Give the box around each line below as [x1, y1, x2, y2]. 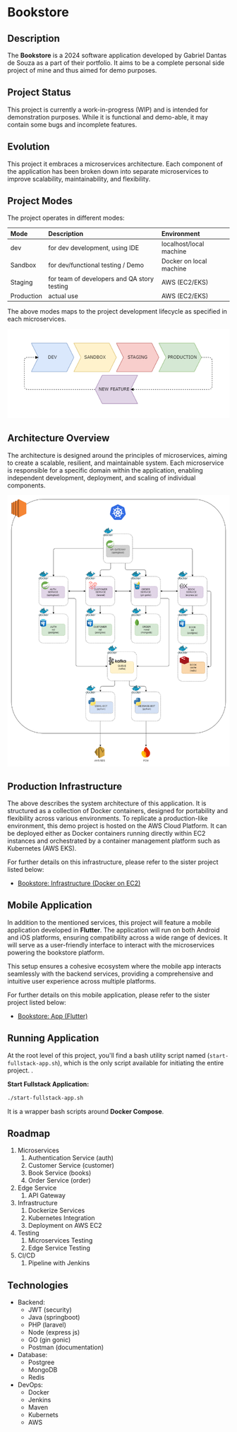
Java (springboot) [28, 1313, 80, 1322]
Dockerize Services [28, 1206, 85, 1215]
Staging [10, 278, 33, 287]
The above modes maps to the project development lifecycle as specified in [7, 307, 228, 316]
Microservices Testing [28, 1236, 93, 1245]
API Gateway [28, 1191, 66, 1200]
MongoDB [28, 1366, 58, 1374]
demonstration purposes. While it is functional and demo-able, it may [7, 112, 208, 121]
